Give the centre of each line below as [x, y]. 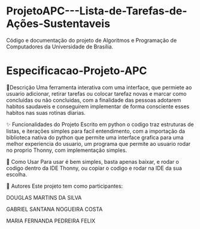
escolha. [17, 174]
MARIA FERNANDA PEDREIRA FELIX [51, 221]
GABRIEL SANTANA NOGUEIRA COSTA [54, 209]
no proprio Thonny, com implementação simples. [67, 150]
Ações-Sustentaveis [58, 24]
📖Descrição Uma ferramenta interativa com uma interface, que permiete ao [99, 87]
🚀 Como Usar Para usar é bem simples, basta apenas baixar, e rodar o [93, 161]
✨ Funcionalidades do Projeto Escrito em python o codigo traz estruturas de [100, 124]
